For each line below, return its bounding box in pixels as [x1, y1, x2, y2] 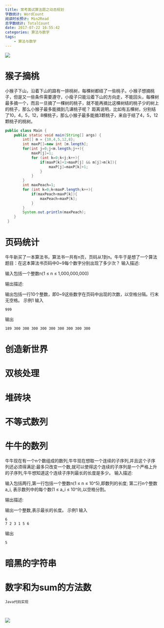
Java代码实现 [5, 599, 29, 604]
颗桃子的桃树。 [5, 118, 35, 124]
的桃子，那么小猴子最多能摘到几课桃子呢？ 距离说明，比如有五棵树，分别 [5, 106, 152, 112]
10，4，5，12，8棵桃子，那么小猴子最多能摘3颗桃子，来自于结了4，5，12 [9, 112, 158, 118]
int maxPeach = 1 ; [22, 183, 56, 188]
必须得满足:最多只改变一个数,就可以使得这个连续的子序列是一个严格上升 [13, 464, 158, 470]
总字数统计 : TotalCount [5, 21, 50, 26]
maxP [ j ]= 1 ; [31, 151, 54, 156]
